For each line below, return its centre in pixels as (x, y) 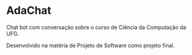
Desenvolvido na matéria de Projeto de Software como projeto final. (91, 45)
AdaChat (29, 11)
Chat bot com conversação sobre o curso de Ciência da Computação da (96, 27)
